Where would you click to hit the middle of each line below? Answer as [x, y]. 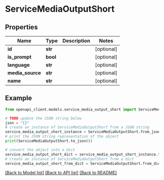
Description [76, 41]
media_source [24, 73]
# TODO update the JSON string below [43, 118]
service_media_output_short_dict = [41, 154]
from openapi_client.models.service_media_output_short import [71, 109]
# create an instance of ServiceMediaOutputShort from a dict [70, 159]
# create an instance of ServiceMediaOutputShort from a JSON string [77, 127]
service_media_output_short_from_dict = [47, 163]
